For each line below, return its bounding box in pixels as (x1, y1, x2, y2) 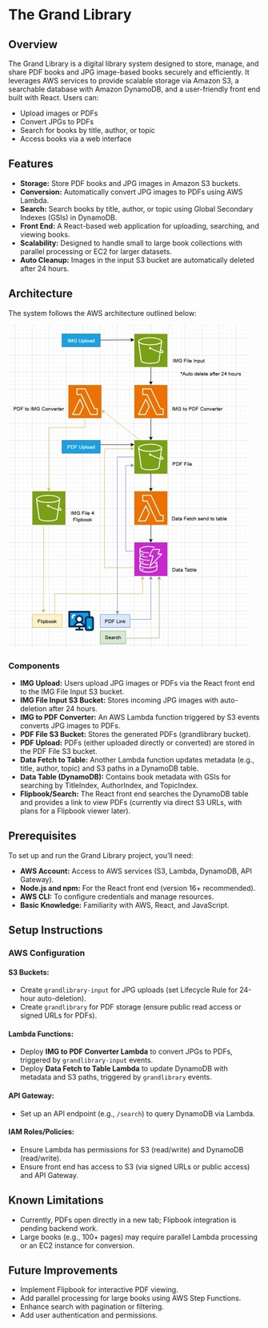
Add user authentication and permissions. (19, 1310, 158, 1320)
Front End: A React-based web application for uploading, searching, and (19, 221, 260, 230)
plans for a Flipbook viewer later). (19, 806, 131, 816)
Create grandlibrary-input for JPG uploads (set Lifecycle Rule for (19, 985, 238, 995)
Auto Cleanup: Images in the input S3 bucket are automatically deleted (19, 255, 254, 265)
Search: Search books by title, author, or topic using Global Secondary (19, 204, 254, 213)
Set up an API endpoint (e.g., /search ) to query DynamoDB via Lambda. (19, 1108, 255, 1118)
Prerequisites (8, 829, 77, 843)
